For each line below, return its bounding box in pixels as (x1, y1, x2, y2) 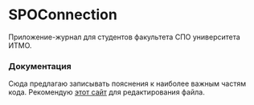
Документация (8, 60, 72, 71)
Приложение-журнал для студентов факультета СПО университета (8, 32, 241, 42)
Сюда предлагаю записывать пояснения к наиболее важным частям (8, 79, 247, 89)
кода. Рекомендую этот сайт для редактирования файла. (8, 87, 205, 97)
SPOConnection (8, 6, 118, 24)
